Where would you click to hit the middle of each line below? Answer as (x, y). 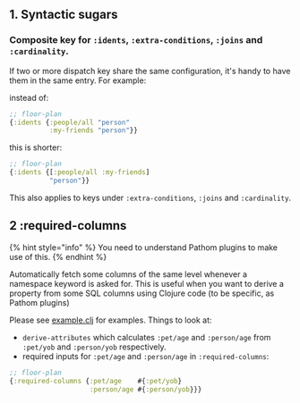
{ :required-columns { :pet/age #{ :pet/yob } (95, 381)
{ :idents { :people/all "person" (69, 122)
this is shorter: (36, 147)
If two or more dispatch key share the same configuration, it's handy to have (150, 71)
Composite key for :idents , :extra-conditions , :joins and (136, 40)
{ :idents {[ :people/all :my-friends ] (80, 172)
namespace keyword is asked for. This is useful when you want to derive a (147, 283)
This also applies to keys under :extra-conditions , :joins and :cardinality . (150, 197)
